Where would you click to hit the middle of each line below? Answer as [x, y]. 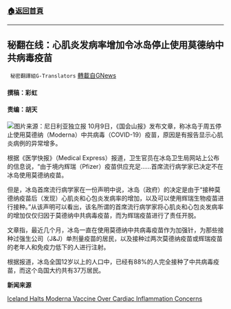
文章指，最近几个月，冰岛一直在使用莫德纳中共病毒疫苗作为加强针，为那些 [112, 230]
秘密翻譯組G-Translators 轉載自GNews [63, 76]
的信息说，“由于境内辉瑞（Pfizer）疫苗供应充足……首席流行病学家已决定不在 [115, 166]
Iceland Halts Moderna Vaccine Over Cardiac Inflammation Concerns [105, 298]
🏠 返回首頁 [25, 10]
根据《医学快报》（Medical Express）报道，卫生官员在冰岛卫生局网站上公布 [113, 158]
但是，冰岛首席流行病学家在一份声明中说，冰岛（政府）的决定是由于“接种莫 [114, 190]
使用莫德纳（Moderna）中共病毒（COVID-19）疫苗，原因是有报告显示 [112, 135]
